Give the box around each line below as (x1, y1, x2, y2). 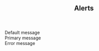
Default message (5, 30, 40, 36)
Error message (5, 40, 36, 46)
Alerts (74, 4, 94, 13)
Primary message (5, 35, 41, 41)
